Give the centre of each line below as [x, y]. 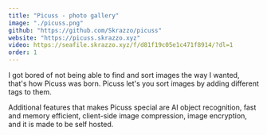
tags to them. [30, 92]
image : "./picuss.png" [46, 23]
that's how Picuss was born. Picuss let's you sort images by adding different [133, 83]
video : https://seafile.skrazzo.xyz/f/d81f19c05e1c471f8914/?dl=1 [121, 45]
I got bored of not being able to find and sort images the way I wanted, [124, 75]
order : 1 [23, 52]
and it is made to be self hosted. [61, 124]
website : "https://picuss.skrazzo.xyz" [75, 38]
